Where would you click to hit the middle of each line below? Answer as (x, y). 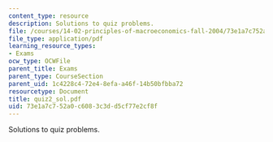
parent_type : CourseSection (56, 76)
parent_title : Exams (43, 69)
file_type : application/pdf (56, 39)
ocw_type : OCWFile (39, 62)
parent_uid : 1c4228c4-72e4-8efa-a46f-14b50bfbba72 (96, 84)
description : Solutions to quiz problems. (81, 24)
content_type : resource (49, 16)
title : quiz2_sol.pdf (45, 99)
